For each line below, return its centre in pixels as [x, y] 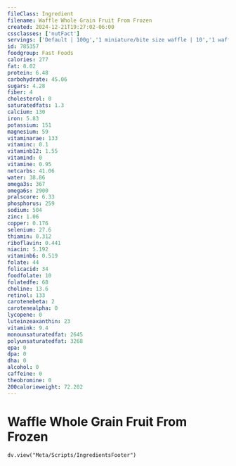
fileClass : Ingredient [40, 14]
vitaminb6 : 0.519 [33, 256]
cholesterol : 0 [29, 99]
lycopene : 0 [25, 315]
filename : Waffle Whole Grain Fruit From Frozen [80, 20]
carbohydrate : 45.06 [38, 79]
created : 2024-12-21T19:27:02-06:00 [61, 27]
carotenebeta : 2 [31, 302]
